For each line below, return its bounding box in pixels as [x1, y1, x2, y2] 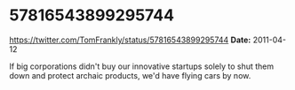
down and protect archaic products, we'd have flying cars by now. [9, 70, 251, 80]
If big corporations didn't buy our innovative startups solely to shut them [9, 61, 275, 71]
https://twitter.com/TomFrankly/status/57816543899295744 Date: [9, 34, 251, 45]
